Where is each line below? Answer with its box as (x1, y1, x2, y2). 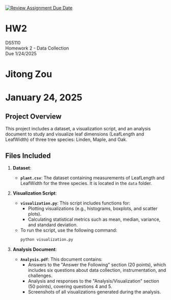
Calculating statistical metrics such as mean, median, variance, (28, 216, 161, 222)
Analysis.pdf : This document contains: (20, 256, 103, 262)
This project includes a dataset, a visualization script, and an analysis (5, 126, 151, 132)
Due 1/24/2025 (5, 50, 37, 56)
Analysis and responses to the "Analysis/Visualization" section (28, 278, 159, 284)
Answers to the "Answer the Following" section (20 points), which (28, 261, 166, 268)
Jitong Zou (5, 68, 53, 80)
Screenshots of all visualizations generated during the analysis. (28, 289, 161, 295)
